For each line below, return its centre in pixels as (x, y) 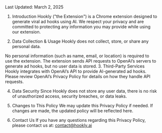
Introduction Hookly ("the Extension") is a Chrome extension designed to (84, 16)
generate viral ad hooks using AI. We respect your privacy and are (78, 22)
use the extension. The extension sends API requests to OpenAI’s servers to (81, 61)
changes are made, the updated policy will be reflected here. (73, 111)
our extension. (26, 32)
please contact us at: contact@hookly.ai (52, 125)
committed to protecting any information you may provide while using (81, 27)
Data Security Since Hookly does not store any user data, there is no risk (84, 91)
